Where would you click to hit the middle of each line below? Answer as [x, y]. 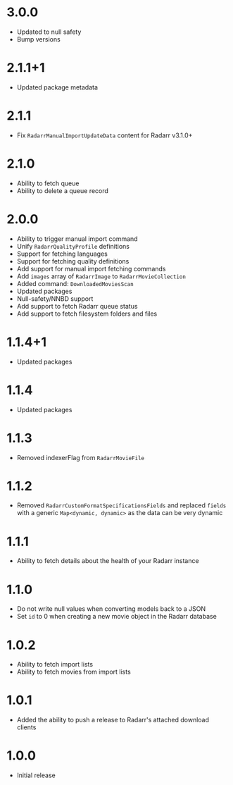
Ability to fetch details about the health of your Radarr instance [108, 561]
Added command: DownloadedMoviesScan [75, 283]
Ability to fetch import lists [55, 665]
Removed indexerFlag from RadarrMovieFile [81, 457]
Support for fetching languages [62, 254]
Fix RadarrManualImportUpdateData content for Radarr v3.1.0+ [105, 135]
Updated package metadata [57, 87]
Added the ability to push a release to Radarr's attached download [113, 720]
